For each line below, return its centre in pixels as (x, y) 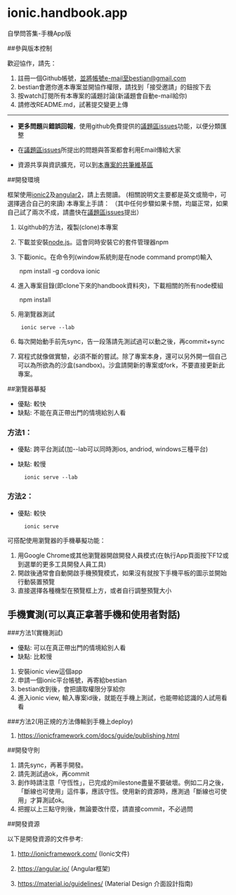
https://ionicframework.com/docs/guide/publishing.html (98, 735)
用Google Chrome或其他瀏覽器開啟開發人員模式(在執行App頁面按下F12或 (123, 555)
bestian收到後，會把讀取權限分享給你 (71, 689)
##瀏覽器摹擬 (27, 389)
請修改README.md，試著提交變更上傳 (73, 104)
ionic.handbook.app (67, 13)
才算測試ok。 (49, 800)
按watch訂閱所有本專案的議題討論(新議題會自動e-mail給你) (102, 96)
